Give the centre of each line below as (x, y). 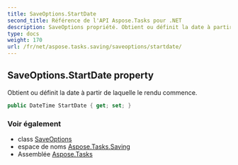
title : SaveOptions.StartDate (52, 14)
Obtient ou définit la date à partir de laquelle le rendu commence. (102, 92)
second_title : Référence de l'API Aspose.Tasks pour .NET (95, 21)
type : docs (23, 34)
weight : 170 (25, 40)
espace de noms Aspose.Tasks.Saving (74, 147)
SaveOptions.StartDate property (81, 75)
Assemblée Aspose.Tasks (55, 154)
